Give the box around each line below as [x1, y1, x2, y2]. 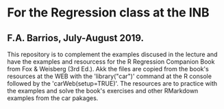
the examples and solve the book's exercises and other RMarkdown [7, 87, 199, 95]
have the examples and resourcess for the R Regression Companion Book [7, 58, 215, 66]
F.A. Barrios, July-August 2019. [7, 32, 144, 44]
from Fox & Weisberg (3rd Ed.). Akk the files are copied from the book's [7, 65, 209, 73]
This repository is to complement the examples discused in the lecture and [7, 50, 218, 58]
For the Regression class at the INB [7, 5, 210, 21]
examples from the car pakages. [7, 94, 99, 102]
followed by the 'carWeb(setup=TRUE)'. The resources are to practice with [7, 80, 218, 87]
